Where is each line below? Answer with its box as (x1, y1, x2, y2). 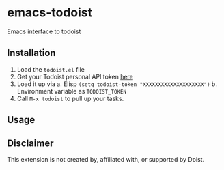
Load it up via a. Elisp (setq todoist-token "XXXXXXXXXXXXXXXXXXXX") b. (16, 80, 217, 88)
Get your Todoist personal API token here (16, 72, 133, 81)
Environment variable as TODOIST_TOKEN (16, 87, 127, 95)
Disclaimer (7, 137, 54, 149)
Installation (7, 47, 56, 59)
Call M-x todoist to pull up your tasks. (16, 94, 124, 102)
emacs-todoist (7, 5, 93, 20)
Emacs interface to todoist (7, 27, 81, 36)
